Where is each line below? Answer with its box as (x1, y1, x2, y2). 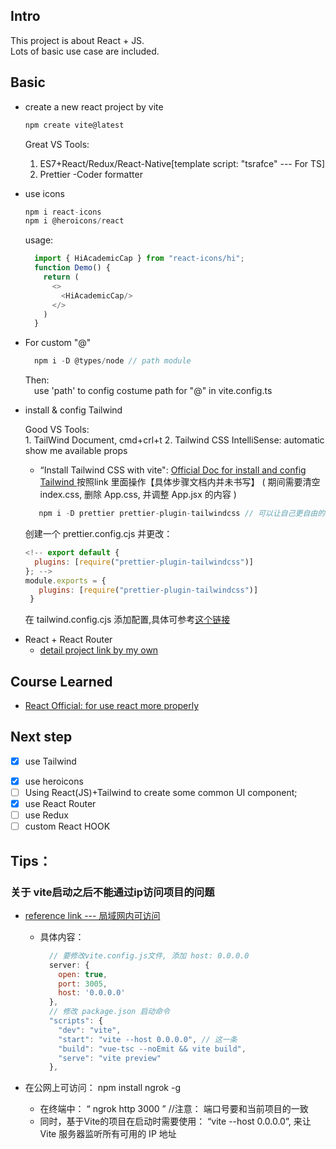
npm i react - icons (24, 207, 102, 217)
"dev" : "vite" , (58, 1025, 122, 1035)
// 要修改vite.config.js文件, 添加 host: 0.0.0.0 (48, 950, 250, 961)
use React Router (24, 798, 97, 810)
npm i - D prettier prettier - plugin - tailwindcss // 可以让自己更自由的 (38, 509, 326, 519)
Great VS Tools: (24, 138, 90, 150)
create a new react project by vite (24, 100, 164, 113)
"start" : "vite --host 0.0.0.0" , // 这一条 (58, 1034, 238, 1044)
